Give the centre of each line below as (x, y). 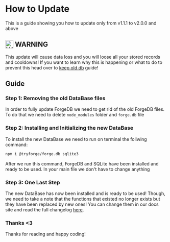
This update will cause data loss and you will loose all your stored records (83, 57)
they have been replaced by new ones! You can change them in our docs (82, 204)
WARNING (31, 45)
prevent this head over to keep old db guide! (52, 67)
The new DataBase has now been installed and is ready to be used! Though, (86, 193)
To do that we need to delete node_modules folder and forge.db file (75, 115)
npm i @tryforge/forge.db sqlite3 (42, 154)
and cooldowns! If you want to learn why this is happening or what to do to (84, 62)
